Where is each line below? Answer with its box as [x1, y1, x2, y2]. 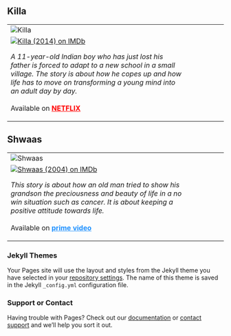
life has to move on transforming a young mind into [10, 77, 176, 87]
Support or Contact [7, 297, 74, 307]
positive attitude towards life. [10, 206, 104, 216]
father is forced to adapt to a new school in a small [10, 60, 175, 70]
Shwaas [7, 134, 43, 145]
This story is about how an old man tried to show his [10, 180, 180, 189]
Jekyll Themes [7, 251, 58, 260]
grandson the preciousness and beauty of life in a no [10, 189, 182, 198]
